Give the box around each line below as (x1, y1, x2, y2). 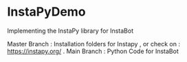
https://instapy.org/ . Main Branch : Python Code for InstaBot (7, 47, 179, 55)
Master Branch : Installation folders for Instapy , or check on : (7, 40, 181, 48)
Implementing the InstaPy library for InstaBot (7, 27, 134, 35)
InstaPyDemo (7, 4, 86, 20)
